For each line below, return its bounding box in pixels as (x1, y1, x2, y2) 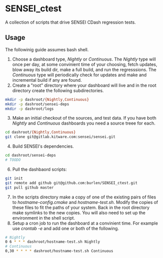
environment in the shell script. (12, 215, 75, 221)
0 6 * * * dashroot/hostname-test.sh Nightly (5, 239, 100, 244)
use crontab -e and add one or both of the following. (12, 225, 119, 231)
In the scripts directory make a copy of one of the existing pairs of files (12, 194, 156, 200)
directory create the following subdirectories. (12, 87, 104, 94)
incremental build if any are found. (12, 77, 82, 83)
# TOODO (5, 158, 21, 162)
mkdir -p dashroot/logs (5, 106, 54, 111)
